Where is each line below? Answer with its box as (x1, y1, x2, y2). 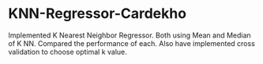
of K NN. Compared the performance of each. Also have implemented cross (8, 38, 255, 48)
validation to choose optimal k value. (8, 47, 128, 56)
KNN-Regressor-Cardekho (8, 5, 187, 23)
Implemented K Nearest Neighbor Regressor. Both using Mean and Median (8, 30, 251, 40)
